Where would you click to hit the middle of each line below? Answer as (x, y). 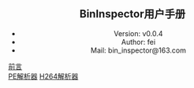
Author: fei (138, 42)
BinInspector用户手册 (132, 14)
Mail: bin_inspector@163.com (138, 50)
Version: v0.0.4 (138, 33)
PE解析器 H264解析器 (43, 76)
